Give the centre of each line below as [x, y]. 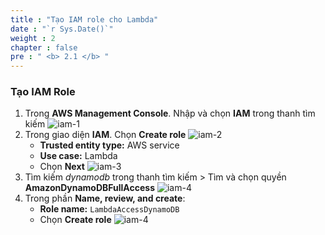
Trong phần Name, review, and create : [105, 198]
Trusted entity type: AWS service [109, 145]
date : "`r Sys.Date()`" [62, 29]
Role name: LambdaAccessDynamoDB [109, 209]
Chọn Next [62, 167]
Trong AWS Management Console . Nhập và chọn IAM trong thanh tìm [170, 113]
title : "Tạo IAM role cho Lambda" [84, 19]
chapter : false [44, 47]
